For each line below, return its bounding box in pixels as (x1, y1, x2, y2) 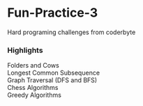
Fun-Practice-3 (7, 5, 98, 21)
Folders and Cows (7, 61, 59, 70)
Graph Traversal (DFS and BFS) (7, 76, 98, 84)
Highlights (7, 45, 43, 55)
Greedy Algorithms (7, 91, 61, 99)
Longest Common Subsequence (7, 68, 100, 77)
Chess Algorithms (7, 84, 59, 92)
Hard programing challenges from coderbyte (7, 28, 136, 36)
